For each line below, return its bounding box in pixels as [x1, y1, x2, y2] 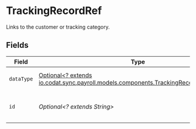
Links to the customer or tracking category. [6, 23, 110, 30]
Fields [6, 40, 29, 50]
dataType [9, 75, 33, 82]
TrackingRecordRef [6, 4, 102, 18]
